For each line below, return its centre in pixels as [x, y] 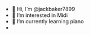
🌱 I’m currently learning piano [48, 21]
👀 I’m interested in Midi [40, 15]
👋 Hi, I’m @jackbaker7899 [43, 9]
